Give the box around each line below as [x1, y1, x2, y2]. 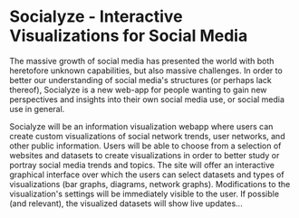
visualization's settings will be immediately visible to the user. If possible [9, 188, 279, 199]
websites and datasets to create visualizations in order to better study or [9, 149, 280, 160]
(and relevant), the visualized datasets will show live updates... [9, 197, 243, 209]
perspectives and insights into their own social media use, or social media [9, 93, 285, 105]
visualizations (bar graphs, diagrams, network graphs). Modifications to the [9, 178, 291, 189]
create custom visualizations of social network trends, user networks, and [9, 130, 285, 141]
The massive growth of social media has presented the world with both [9, 55, 275, 66]
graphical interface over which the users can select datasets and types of [9, 169, 285, 180]
